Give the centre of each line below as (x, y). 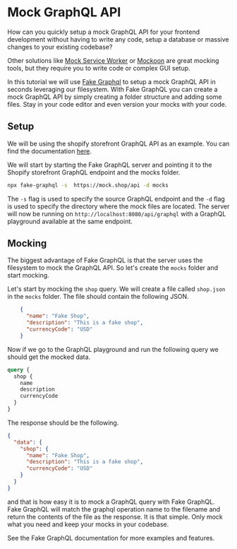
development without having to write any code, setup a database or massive (118, 39)
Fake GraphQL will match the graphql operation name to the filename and (114, 509)
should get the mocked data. (49, 357)
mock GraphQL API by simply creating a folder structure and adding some (115, 97)
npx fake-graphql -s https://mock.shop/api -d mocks (88, 185)
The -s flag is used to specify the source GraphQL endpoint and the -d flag (116, 199)
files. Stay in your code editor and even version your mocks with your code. (117, 104)
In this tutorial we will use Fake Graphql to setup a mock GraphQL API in (112, 81)
